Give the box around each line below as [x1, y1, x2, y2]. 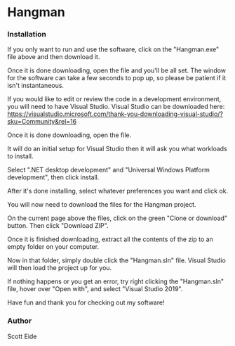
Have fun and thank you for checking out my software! [7, 298, 165, 307]
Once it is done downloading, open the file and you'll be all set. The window [7, 66, 227, 75]
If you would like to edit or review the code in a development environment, [7, 95, 222, 103]
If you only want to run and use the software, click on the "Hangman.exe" [7, 45, 220, 53]
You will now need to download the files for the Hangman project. [7, 200, 196, 209]
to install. [7, 152, 34, 160]
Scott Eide [7, 332, 37, 340]
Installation [7, 30, 47, 39]
